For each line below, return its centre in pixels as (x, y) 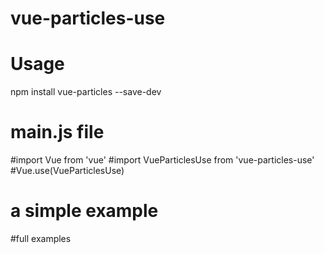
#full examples (41, 238)
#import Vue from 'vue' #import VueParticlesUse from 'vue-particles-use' (162, 160)
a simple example (84, 211)
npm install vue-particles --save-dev (86, 92)
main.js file (57, 132)
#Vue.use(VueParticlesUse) (67, 171)
